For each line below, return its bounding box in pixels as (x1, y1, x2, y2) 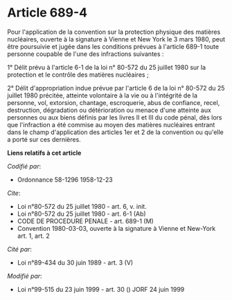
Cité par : (7, 245, 33, 253)
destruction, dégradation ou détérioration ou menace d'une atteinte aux (7, 106, 211, 114)
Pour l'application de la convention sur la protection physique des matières (7, 28, 221, 36)
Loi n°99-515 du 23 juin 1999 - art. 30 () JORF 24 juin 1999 (17, 285, 185, 293)
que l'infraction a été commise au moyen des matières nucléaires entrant (7, 120, 215, 129)
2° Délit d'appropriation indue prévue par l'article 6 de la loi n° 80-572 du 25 (7, 84, 225, 92)
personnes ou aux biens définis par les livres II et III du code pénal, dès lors (7, 113, 222, 122)
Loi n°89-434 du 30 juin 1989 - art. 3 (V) (17, 258, 134, 267)
